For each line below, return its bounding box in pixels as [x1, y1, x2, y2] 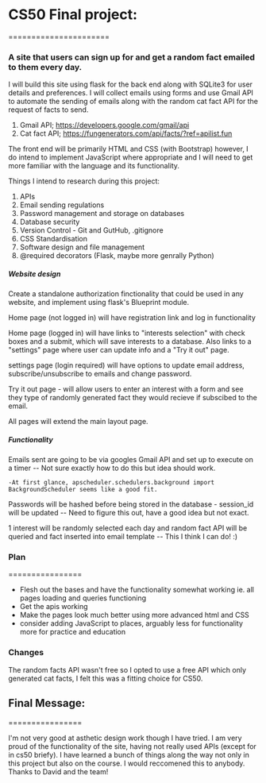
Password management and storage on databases [19, 209, 185, 218]
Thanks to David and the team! [8, 766, 109, 776]
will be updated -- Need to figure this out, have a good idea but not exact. [8, 508, 249, 518]
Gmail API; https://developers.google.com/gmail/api [19, 121, 190, 130]
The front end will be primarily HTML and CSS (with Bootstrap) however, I [8, 145, 249, 154]
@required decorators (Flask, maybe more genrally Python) [19, 251, 214, 260]
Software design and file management [19, 242, 145, 252]
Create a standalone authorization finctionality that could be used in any [8, 289, 244, 299]
